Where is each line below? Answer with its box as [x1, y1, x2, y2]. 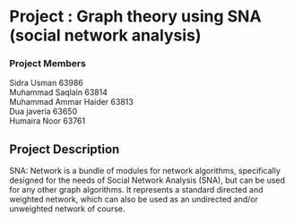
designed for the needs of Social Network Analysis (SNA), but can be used [9, 175, 285, 185]
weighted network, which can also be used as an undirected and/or [9, 194, 258, 205]
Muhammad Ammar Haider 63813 [9, 97, 134, 107]
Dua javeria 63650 [9, 106, 78, 117]
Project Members [9, 57, 87, 70]
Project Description [9, 142, 120, 157]
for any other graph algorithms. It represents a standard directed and [9, 184, 264, 195]
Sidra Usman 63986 [9, 78, 83, 89]
